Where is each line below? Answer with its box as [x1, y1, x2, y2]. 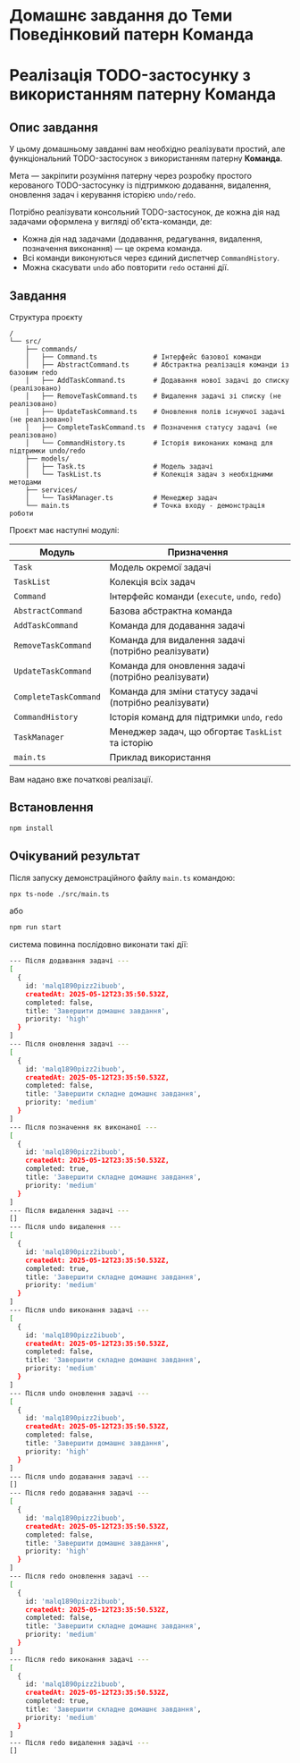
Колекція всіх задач [109, 576, 196, 588]
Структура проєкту [9, 312, 83, 322]
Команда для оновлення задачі [109, 659, 246, 672]
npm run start [9, 923, 62, 932]
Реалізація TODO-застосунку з [9, 65, 252, 86]
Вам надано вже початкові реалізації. [9, 775, 154, 784]
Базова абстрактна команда [109, 605, 233, 617]
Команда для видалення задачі [109, 634, 246, 646]
